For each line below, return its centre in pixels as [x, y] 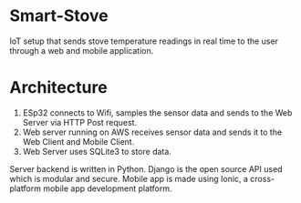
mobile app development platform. [107, 188]
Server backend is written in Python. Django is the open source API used [146, 168]
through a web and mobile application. [82, 50]
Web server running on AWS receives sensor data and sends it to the [152, 132]
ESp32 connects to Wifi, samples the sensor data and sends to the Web [157, 112]
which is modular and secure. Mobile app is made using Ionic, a [129, 178]
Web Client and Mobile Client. [78, 141]
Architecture [58, 88]
